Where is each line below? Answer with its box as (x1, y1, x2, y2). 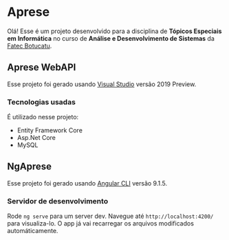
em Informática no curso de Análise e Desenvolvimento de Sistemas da (7, 34, 215, 42)
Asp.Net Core (17, 134, 56, 142)
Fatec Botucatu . (7, 41, 52, 50)
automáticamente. (7, 227, 58, 235)
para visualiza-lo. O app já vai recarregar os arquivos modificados (7, 219, 195, 228)
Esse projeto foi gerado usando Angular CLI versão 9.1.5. (7, 179, 167, 187)
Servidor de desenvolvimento (7, 196, 109, 206)
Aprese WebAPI (7, 61, 76, 73)
